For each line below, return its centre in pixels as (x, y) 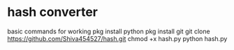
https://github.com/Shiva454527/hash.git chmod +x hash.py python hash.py (117, 38)
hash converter (53, 12)
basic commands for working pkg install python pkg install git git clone (109, 31)
